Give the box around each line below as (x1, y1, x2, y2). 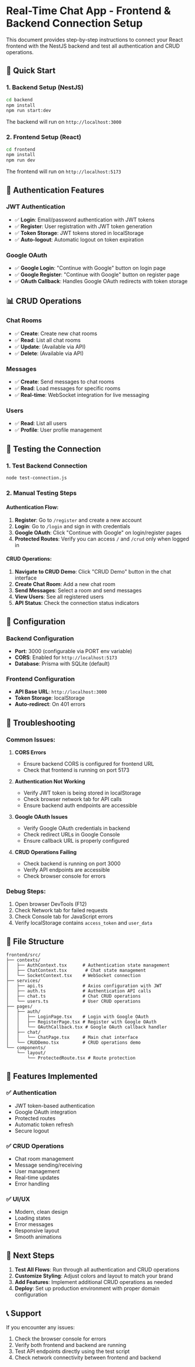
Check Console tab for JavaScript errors (14, 913, 113, 920)
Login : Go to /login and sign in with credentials (14, 523, 131, 530)
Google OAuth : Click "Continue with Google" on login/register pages (14, 529, 181, 537)
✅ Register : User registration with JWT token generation (14, 223, 153, 230)
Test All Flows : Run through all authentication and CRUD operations (14, 1266, 180, 1273)
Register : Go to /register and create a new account (14, 517, 142, 524)
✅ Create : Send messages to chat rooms (14, 378, 115, 385)
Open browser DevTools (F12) (14, 901, 87, 908)
